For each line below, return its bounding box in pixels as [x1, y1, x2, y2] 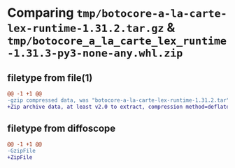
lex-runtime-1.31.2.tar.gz [7, 22, 164, 36]
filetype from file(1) [7, 72, 93, 84]
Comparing [7, 5, 74, 21]
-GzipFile [7, 148, 36, 155]
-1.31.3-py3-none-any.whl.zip [7, 47, 183, 60]
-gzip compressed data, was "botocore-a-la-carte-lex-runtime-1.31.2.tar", [7, 96, 233, 104]
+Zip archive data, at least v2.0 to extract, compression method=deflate [7, 103, 230, 110]
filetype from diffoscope [7, 123, 116, 135]
